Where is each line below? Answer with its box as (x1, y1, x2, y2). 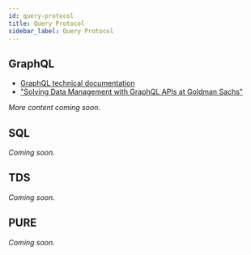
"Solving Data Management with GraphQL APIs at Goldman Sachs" (19, 87, 244, 97)
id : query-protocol (8, 11, 74, 20)
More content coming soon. (8, 103, 101, 113)
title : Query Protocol (8, 19, 85, 28)
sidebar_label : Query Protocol (8, 27, 114, 35)
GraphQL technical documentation (19, 79, 135, 88)
